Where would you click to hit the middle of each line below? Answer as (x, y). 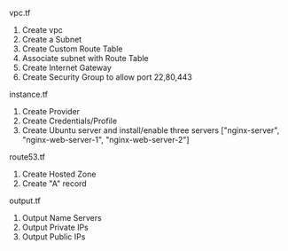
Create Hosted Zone (59, 174)
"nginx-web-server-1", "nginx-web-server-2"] (105, 140)
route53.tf (27, 157)
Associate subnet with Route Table (85, 58)
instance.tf (29, 94)
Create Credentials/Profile (70, 121)
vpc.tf (20, 13)
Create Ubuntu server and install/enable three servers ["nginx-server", (151, 130)
